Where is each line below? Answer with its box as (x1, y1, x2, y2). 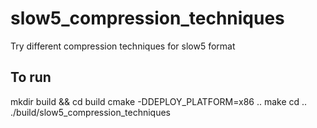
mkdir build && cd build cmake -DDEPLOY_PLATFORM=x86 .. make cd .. (10, 95, 308, 107)
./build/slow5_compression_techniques (10, 106, 171, 118)
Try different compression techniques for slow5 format (10, 40, 236, 52)
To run (10, 69, 52, 86)
